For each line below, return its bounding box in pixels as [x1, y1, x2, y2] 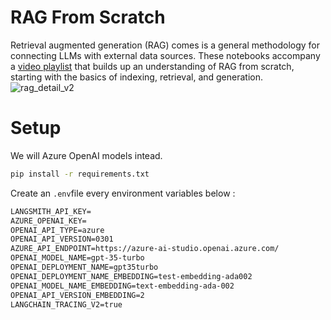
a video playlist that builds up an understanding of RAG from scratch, [10, 60, 295, 72]
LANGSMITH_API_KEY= [10, 206, 92, 216]
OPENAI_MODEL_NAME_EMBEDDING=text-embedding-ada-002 [10, 281, 235, 291]
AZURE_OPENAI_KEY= [10, 216, 87, 226]
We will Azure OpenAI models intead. [10, 149, 163, 161]
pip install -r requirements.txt [10, 169, 150, 179]
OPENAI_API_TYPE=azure [10, 225, 105, 235]
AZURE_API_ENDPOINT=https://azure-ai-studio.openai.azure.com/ [10, 244, 280, 254]
